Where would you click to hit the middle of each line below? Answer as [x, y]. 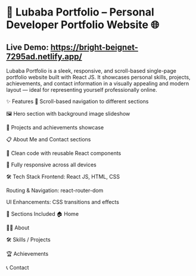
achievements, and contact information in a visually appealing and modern [98, 83]
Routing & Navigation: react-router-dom [55, 190]
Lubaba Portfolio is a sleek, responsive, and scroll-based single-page [91, 71]
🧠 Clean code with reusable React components [64, 153]
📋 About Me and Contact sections [49, 139]
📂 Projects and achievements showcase [55, 127]
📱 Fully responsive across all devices [52, 165]
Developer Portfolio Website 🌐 [83, 25]
